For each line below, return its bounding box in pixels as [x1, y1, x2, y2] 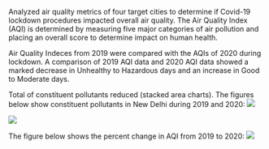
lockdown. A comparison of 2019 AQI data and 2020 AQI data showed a [8, 57, 249, 66]
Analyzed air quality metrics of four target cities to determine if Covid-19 [8, 7, 251, 16]
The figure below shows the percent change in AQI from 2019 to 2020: [8, 131, 245, 141]
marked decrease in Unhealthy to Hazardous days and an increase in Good [8, 66, 260, 75]
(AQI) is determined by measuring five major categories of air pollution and [8, 24, 259, 33]
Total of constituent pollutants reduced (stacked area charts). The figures [8, 90, 254, 100]
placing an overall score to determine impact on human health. [8, 32, 218, 42]
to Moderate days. [8, 74, 70, 83]
